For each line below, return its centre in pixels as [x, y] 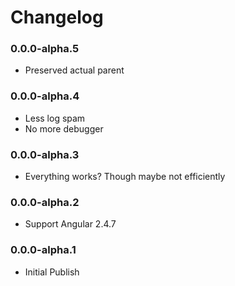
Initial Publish [52, 272]
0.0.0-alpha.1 [43, 250]
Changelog [57, 17]
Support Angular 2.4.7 [70, 224]
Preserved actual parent [74, 70]
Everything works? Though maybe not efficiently [125, 177]
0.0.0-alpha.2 [45, 202]
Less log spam [55, 118]
